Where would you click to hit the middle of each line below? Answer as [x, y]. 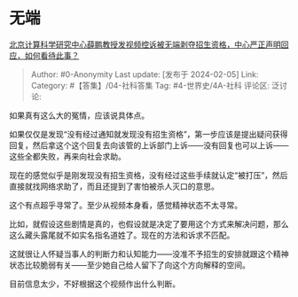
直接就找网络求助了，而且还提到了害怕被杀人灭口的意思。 [114, 186]
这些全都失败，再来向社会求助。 [67, 156]
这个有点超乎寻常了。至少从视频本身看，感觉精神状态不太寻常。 [125, 205]
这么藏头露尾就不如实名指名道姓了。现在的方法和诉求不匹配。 [122, 235]
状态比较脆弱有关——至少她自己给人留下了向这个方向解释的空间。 [129, 265]
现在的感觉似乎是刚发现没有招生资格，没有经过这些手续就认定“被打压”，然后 [149, 175]
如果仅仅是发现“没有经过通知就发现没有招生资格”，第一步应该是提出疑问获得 [149, 134]
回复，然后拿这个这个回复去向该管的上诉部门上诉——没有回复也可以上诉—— [149, 145]
